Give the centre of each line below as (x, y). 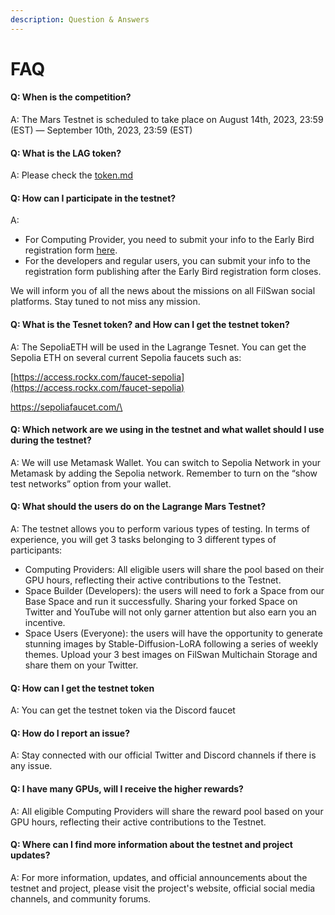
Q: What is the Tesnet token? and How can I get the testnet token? (150, 325)
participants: (36, 550)
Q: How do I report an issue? (70, 733)
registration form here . (71, 250)
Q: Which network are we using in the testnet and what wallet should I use (167, 430)
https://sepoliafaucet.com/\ (66, 407)
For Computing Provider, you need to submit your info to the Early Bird (169, 240)
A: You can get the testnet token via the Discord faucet (123, 710)
